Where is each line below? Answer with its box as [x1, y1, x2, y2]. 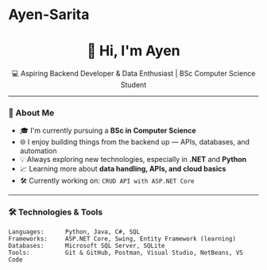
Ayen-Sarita [8, 6, 90, 24]
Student [120, 80, 147, 90]
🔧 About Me [8, 107, 55, 118]
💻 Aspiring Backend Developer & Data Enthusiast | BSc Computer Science [11, 69, 256, 79]
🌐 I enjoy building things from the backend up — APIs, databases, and [19, 137, 250, 147]
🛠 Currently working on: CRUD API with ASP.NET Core [19, 176, 195, 186]
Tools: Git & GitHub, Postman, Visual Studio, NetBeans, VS [8, 249, 244, 256]
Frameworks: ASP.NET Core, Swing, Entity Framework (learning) [8, 234, 237, 243]
